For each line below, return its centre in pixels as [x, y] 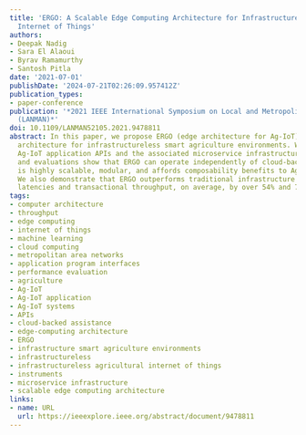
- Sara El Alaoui [42, 52]
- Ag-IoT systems [42, 306]
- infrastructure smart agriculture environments [106, 348]
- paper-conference [46, 103]
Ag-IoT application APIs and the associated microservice [130, 153]
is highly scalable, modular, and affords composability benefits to [152, 171]
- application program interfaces [75, 264]
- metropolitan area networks [67, 255]
